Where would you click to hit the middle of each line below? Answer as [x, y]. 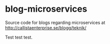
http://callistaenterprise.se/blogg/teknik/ [46, 27]
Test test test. [19, 37]
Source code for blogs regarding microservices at [55, 22]
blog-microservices [46, 9]
